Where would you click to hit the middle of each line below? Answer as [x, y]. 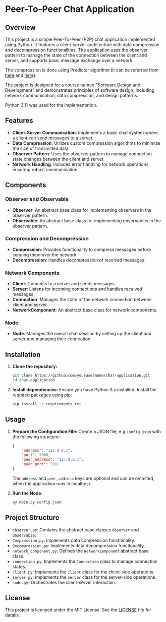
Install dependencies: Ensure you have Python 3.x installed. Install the [84, 389]
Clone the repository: [35, 367]
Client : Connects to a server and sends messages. [64, 284]
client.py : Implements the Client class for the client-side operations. [83, 572]
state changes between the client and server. [58, 159]
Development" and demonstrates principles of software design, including [80, 90]
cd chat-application [33, 380]
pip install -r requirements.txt [47, 404]
